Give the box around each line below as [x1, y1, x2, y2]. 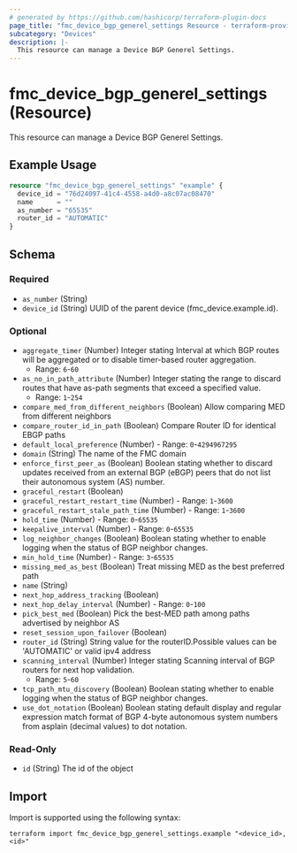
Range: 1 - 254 [34, 392, 83, 403]
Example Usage [9, 158, 97, 173]
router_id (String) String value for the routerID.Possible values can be [21, 636, 277, 647]
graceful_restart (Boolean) [21, 486, 124, 496]
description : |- [9, 37, 69, 47]
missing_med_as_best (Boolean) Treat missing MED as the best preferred [21, 561, 286, 572]
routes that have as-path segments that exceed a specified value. [21, 382, 262, 394]
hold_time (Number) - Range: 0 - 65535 [21, 514, 159, 525]
